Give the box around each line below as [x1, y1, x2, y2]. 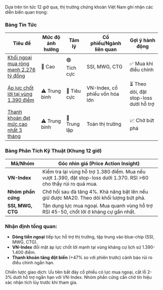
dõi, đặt [129, 88, 147, 95]
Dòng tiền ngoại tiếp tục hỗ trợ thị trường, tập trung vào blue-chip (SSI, [12, 234, 155, 239]
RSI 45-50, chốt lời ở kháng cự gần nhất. [42, 208, 136, 215]
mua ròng [7, 60, 30, 67]
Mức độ [42, 34, 61, 41]
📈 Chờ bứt [129, 117, 154, 123]
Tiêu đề [13, 40, 31, 47]
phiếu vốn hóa [86, 90, 119, 97]
